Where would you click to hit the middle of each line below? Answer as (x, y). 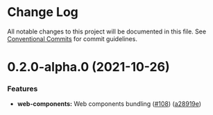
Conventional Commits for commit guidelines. (72, 38)
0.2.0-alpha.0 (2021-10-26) (88, 67)
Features (23, 89)
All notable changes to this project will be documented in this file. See (107, 31)
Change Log (43, 12)
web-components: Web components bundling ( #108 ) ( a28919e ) (109, 104)
